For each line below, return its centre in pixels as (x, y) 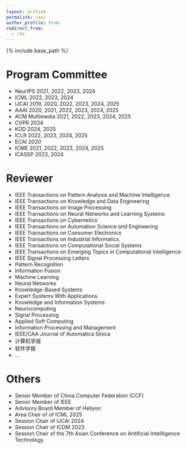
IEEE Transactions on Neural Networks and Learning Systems (90, 214)
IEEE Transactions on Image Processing (63, 208)
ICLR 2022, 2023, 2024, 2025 (51, 136)
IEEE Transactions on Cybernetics (56, 220)
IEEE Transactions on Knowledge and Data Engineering (82, 201)
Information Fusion (38, 271)
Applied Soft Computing (44, 321)
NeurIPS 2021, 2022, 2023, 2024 (55, 91)
